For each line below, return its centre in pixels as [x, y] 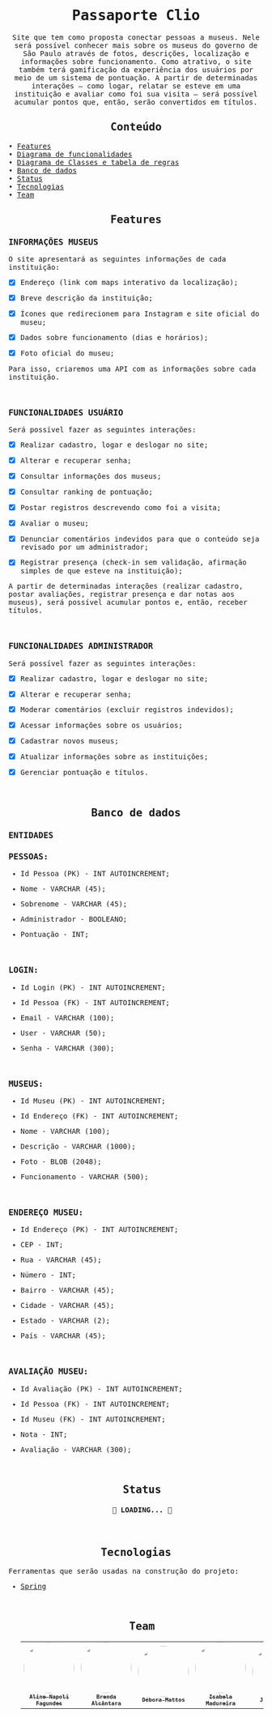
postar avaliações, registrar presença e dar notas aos [121, 594]
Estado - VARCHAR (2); [65, 1321]
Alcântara [106, 1703]
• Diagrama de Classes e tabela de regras [94, 162]
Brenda [106, 1697]
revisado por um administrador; [84, 547]
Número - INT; [48, 1275]
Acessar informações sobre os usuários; [102, 726]
